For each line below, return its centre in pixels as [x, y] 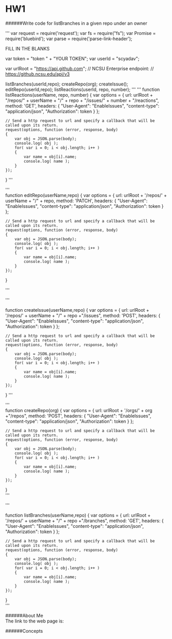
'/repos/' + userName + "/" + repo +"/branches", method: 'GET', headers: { [84, 521]
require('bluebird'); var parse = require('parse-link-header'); [69, 39]
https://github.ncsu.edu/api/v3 [38, 74]
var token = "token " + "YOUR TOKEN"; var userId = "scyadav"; [72, 58]
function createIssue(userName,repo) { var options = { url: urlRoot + [77, 310]
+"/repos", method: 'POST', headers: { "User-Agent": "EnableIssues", [78, 416]
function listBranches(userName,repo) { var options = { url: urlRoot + [78, 515]
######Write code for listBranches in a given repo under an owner [76, 23]
